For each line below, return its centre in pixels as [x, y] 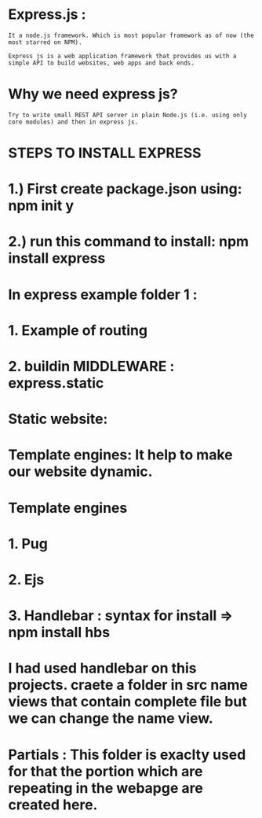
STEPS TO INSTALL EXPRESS [105, 153]
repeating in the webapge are [106, 788]
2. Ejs [26, 579]
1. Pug [28, 543]
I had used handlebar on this [103, 668]
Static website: [58, 419]
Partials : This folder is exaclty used [127, 755]
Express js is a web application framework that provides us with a [122, 56]
